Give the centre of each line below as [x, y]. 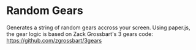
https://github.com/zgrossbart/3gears [54, 40]
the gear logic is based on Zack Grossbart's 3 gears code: [80, 34]
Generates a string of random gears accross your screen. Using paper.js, [98, 27]
